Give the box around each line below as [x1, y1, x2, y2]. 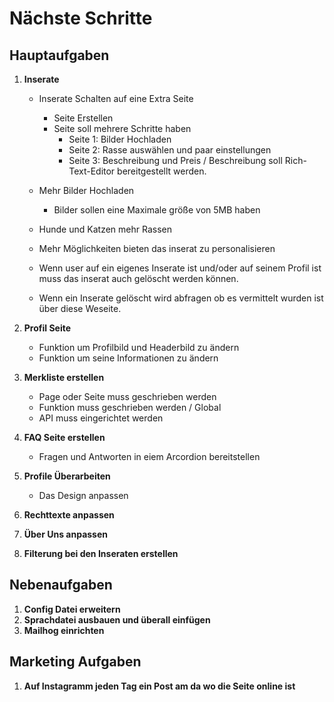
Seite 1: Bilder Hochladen [68, 133, 172, 145]
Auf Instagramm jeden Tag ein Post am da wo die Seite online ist [23, 680, 296, 692]
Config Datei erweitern [23, 603, 121, 615]
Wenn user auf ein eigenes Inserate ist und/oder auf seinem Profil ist [38, 262, 322, 274]
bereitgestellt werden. [117, 165, 207, 177]
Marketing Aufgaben [9, 653, 142, 671]
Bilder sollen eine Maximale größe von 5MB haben [53, 204, 261, 216]
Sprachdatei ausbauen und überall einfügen [23, 613, 211, 626]
